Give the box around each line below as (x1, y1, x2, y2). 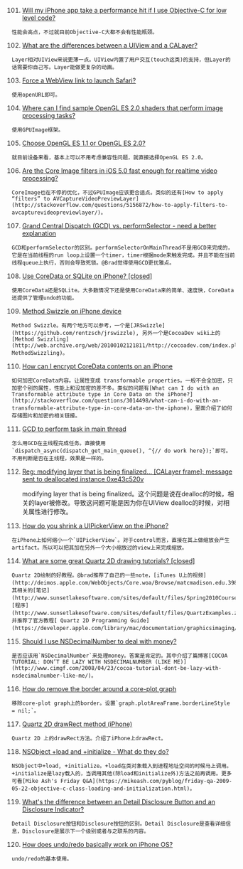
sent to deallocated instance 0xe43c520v (21, 475, 144, 483)
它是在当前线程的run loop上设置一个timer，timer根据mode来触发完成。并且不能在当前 (11, 252, 235, 259)
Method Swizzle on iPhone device (21, 307, 122, 315)
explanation (21, 229, 56, 238)
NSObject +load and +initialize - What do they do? (21, 747, 169, 756)
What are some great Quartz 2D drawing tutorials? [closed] (21, 557, 195, 565)
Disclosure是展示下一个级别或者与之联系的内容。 (21, 828, 150, 835)
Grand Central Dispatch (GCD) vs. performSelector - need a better (21, 222, 217, 230)
